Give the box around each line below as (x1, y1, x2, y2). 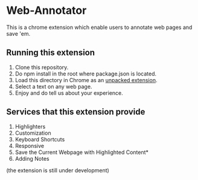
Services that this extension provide (6, 107, 145, 117)
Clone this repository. (14, 63, 69, 71)
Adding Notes (14, 155, 49, 162)
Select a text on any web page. (14, 83, 92, 90)
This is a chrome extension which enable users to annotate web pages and (6, 24, 193, 31)
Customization (14, 129, 51, 137)
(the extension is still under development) (6, 167, 110, 174)
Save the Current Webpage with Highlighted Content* (14, 149, 149, 156)
